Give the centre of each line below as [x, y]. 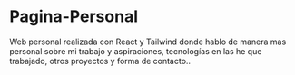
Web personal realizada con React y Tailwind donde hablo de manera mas [148, 42]
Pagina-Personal [74, 17]
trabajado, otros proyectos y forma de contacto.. [100, 61]
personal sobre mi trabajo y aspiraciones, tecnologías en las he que [136, 51]
